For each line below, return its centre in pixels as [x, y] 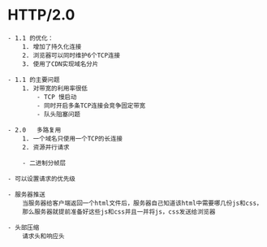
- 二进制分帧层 [44, 163]
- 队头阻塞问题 [58, 114]
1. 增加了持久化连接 [52, 46]
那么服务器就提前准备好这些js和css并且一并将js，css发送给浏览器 [119, 212]
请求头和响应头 [43, 236]
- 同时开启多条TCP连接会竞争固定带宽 [91, 106]
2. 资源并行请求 [46, 147]
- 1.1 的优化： [31, 38]
